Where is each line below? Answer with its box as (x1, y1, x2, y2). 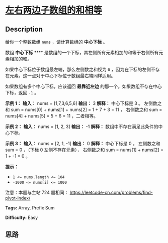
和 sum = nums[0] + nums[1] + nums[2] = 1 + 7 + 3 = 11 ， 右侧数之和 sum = (5, 106, 162, 112)
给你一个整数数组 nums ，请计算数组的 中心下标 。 (5, 39, 108, 45)
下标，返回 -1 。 (5, 90, 39, 95)
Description (5, 25, 43, 33)
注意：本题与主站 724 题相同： (5, 189, 69, 195)
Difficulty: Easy (5, 214, 38, 220)
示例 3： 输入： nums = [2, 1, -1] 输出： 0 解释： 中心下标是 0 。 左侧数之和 (5, 141, 161, 146)
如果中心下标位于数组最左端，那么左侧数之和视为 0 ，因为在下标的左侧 (5, 66, 151, 72)
